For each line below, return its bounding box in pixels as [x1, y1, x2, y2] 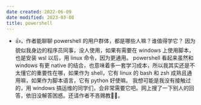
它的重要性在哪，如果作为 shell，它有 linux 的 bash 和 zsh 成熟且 [25, 69, 187, 77]
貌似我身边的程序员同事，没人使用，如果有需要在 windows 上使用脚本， [15, 46, 195, 54]
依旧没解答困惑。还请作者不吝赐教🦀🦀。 [25, 92, 124, 100]
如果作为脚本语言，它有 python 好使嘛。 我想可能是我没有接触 [31, 77, 186, 84]
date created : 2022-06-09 [6, 8, 71, 15]
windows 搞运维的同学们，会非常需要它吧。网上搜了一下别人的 [32, 84, 189, 92]
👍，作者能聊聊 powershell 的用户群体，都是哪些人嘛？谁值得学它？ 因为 [15, 37, 196, 45]
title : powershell [6, 20, 53, 26]
